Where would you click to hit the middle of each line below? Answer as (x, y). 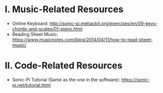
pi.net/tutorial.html (31, 85)
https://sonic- (136, 79)
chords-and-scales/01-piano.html (47, 28)
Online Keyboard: (30, 23)
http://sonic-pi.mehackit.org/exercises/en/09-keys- (104, 23)
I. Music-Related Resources (64, 9)
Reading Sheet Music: (35, 34)
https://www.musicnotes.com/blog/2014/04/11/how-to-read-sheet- (82, 40)
